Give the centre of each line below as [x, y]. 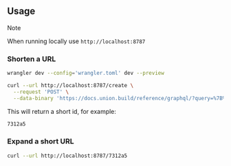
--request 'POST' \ [41, 92]
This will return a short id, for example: [62, 111]
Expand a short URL [41, 141]
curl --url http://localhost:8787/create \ [70, 85]
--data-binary [33, 98]
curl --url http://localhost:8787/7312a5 [67, 156]
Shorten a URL [32, 59]
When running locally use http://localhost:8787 [76, 41]
